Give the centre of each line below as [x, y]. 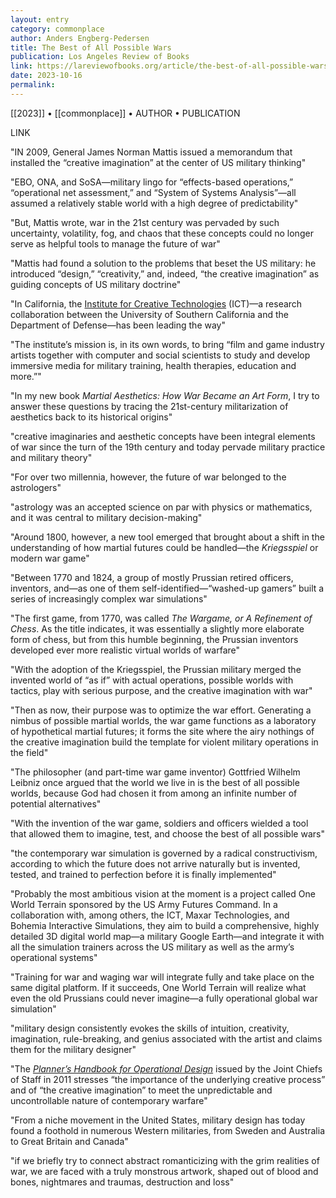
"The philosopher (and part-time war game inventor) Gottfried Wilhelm [155, 772]
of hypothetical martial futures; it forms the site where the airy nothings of [162, 731]
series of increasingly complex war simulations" [109, 598]
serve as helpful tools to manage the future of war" [115, 243]
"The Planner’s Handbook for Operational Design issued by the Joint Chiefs [166, 1068]
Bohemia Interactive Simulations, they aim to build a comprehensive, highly [165, 925]
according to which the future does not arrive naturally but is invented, [155, 863]
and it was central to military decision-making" [106, 517]
